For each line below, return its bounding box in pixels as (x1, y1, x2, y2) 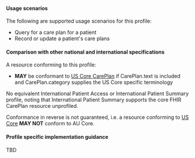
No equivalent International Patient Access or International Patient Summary (6, 90, 189, 97)
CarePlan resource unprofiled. (6, 103, 79, 110)
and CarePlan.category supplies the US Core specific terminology (14, 79, 173, 86)
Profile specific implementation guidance (6, 134, 109, 140)
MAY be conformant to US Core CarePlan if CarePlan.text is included (14, 73, 181, 80)
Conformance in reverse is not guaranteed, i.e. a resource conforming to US (6, 114, 189, 121)
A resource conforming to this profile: (6, 61, 96, 68)
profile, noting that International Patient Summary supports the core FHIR (6, 96, 182, 103)
